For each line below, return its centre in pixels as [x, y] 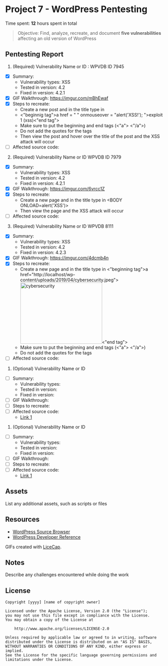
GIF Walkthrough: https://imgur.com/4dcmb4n [61, 258]
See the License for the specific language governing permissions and [81, 655]
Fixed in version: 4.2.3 [43, 252]
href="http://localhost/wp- [48, 275]
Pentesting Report [35, 54]
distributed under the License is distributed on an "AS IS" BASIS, [79, 642]
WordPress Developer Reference [46, 537]
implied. [14, 651]
